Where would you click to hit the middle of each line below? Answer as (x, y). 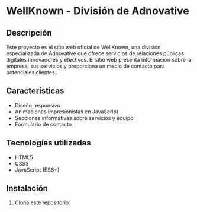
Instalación (27, 189)
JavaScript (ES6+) (37, 170)
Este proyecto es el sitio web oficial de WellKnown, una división (83, 47)
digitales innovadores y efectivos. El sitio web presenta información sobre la (99, 60)
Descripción (29, 33)
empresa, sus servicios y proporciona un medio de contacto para (86, 66)
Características (35, 91)
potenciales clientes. (31, 72)
